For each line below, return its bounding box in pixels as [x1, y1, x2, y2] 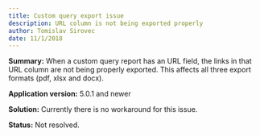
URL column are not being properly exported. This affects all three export [8, 65, 252, 75]
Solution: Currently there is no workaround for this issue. [8, 105, 198, 114]
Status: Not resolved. [8, 120, 80, 130]
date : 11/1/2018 [8, 34, 63, 43]
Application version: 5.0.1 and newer [8, 89, 131, 99]
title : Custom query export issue [8, 11, 125, 20]
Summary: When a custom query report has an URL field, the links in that [8, 56, 252, 66]
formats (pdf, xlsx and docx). [8, 73, 105, 83]
